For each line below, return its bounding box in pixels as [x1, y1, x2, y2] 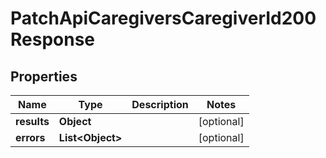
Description [131, 98, 189, 111]
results [15, 115, 50, 128]
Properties [10, 68, 78, 85]
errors [15, 131, 46, 144]
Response [10, 28, 96, 51]
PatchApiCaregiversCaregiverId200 [10, 7, 317, 30]
